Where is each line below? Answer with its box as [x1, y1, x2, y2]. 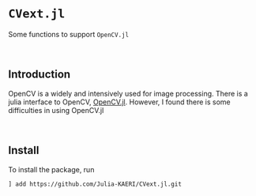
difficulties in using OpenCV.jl [8, 105, 104, 115]
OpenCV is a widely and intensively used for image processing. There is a [8, 89, 249, 98]
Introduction [8, 68, 71, 81]
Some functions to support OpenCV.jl [8, 29, 129, 39]
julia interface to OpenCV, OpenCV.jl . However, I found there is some [8, 97, 231, 107]
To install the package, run [8, 164, 95, 174]
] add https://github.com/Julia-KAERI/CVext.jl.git [8, 180, 182, 188]
